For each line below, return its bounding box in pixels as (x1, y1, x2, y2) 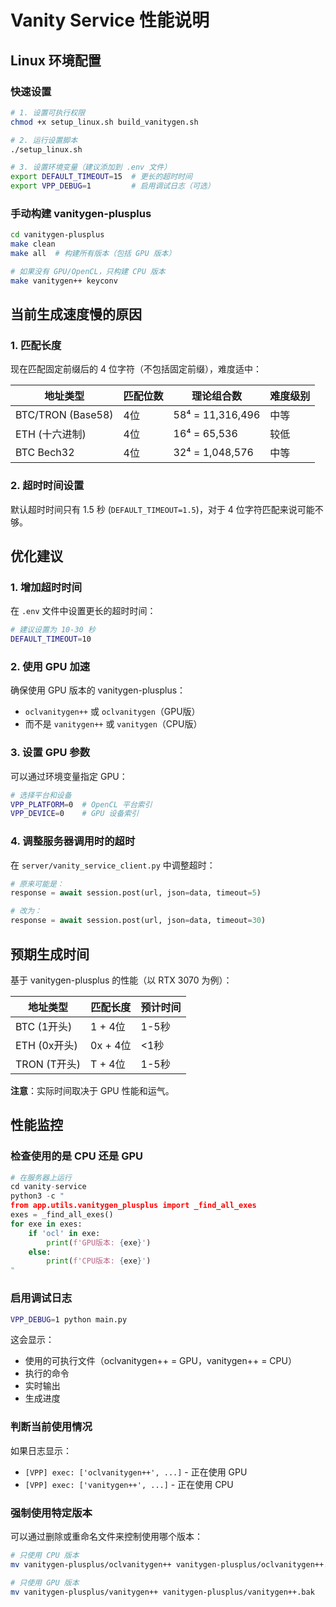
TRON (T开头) (15, 1057, 82, 1071)
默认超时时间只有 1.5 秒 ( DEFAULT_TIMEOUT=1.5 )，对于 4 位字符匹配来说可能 (10, 503, 315, 515)
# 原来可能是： (10, 879, 65, 889)
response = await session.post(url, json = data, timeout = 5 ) (10, 888, 262, 898)
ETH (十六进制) (15, 427, 87, 441)
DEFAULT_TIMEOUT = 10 (10, 634, 92, 645)
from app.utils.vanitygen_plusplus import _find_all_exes (10, 1201, 257, 1211)
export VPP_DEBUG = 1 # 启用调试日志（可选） (10, 181, 215, 191)
